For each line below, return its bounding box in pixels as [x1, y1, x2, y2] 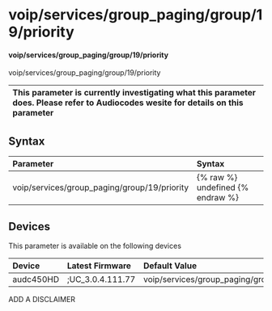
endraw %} [196, 192, 239, 204]
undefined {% [196, 182, 249, 193]
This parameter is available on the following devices [8, 241, 182, 251]
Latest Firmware [66, 260, 132, 271]
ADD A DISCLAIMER [8, 295, 75, 305]
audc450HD [12, 274, 59, 285]
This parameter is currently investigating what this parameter [12, 87, 257, 99]
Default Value [142, 260, 197, 271]
